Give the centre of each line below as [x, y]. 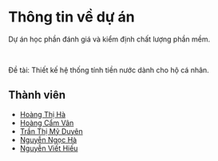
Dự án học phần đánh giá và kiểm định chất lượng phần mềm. [109, 39]
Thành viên [37, 95]
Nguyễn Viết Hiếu [49, 148]
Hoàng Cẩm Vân [47, 123]
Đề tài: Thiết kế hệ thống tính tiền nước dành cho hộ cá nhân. [109, 70]
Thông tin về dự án [71, 17]
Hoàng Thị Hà [43, 114]
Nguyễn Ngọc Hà [48, 139]
